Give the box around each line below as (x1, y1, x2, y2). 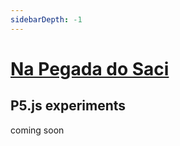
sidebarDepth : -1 (10, 14, 83, 25)
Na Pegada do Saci (10, 57, 170, 80)
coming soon (10, 124, 65, 136)
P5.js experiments (10, 97, 127, 115)
